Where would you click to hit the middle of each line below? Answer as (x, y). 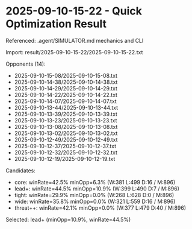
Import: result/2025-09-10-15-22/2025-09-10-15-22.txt (74, 52)
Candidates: (20, 171)
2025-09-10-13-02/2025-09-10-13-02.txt (66, 133)
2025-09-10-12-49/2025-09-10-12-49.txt (66, 139)
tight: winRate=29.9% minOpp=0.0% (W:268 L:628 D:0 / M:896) (94, 195)
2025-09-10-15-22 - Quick (74, 11)
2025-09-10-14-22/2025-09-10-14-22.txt (66, 95)
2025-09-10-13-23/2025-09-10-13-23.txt (66, 120)
